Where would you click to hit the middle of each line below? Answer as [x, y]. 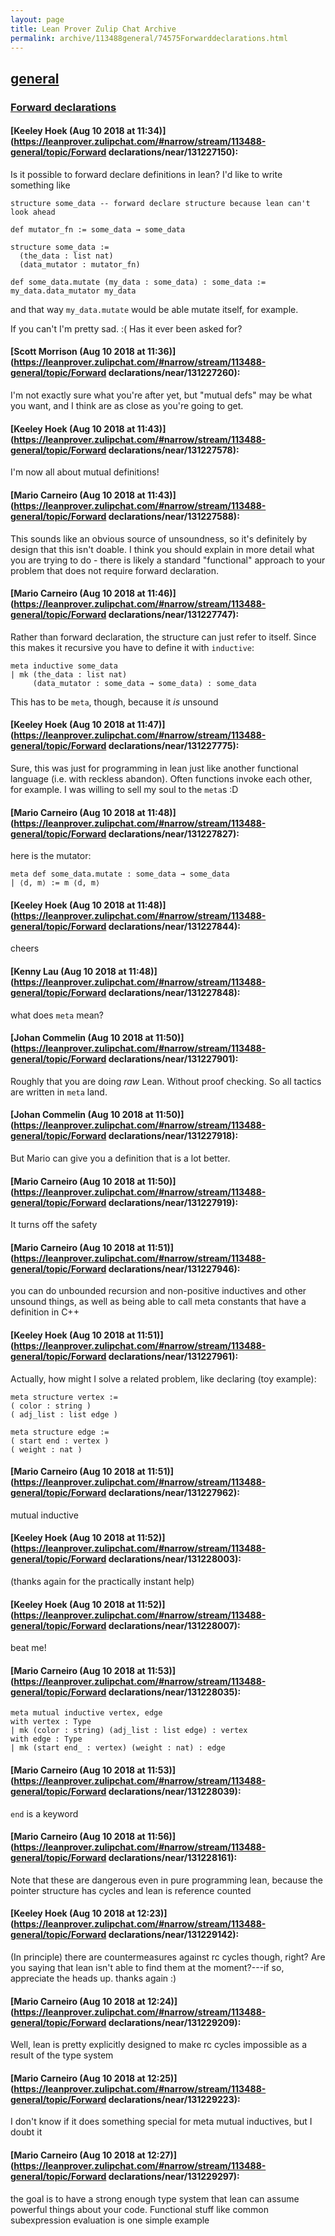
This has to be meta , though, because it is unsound [114, 702]
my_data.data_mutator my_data [73, 291]
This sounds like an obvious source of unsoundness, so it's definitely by [159, 538]
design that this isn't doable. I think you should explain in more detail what [162, 549]
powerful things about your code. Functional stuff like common [139, 2209]
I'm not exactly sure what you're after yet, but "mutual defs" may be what [161, 395]
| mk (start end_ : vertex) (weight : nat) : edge [118, 1748]
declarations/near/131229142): [174, 1935]
